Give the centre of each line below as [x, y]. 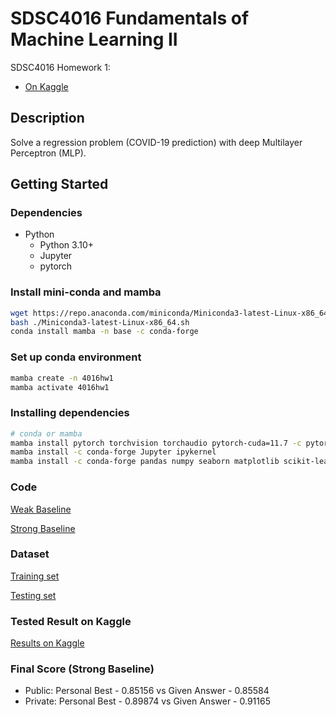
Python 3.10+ [67, 245]
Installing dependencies [70, 413]
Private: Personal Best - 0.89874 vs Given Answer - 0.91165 [147, 701]
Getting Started [59, 184]
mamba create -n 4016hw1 [62, 378]
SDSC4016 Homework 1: [60, 67]
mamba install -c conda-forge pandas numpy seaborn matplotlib [145, 462]
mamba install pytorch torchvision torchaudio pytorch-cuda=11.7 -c [156, 443]
